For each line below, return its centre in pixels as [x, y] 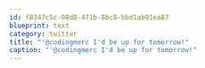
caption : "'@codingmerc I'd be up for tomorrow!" [103, 50]
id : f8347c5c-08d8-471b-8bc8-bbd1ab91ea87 [89, 17]
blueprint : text [39, 26]
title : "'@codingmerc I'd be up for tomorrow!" [99, 42]
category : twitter [43, 34]
